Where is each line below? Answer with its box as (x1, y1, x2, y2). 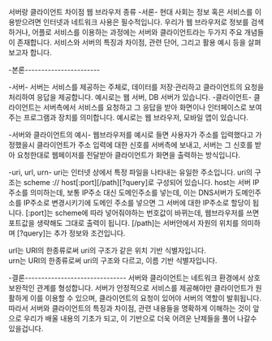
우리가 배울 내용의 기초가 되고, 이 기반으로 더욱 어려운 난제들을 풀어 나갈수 (23, 313, 257, 323)
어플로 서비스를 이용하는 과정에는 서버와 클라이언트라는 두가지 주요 (32, 28, 243, 37)
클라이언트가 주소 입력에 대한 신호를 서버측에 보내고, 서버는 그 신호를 (36, 140, 253, 149)
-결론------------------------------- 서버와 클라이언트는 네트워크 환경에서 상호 (8, 273, 261, 283)
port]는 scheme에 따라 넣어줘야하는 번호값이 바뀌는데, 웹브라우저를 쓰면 (29, 208, 260, 218)
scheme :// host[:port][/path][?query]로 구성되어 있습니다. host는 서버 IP (23, 178, 260, 187)
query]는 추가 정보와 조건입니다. (23, 228, 126, 238)
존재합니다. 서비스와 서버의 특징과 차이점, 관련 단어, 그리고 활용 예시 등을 (16, 37, 246, 47)
